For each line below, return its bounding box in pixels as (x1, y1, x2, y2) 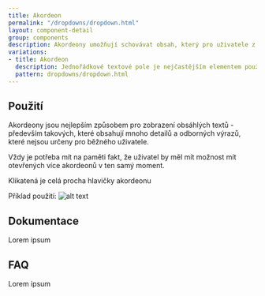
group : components (8, 33, 69, 42)
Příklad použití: (8, 191, 57, 201)
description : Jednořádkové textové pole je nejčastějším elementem (15, 63, 242, 71)
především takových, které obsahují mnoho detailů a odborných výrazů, (8, 129, 241, 138)
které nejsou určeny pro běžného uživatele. (8, 137, 150, 147)
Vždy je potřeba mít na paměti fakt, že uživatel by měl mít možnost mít (8, 152, 237, 162)
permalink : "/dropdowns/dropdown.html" (8, 19, 140, 27)
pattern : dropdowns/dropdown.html (15, 70, 129, 78)
